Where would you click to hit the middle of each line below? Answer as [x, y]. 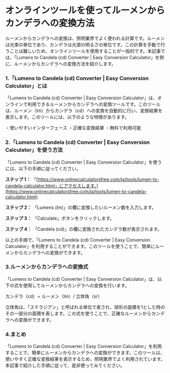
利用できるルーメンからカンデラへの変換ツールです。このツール [94, 104]
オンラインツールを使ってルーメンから [85, 10]
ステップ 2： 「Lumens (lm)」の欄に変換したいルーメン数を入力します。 [81, 207]
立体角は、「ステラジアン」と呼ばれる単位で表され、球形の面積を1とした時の [85, 307]
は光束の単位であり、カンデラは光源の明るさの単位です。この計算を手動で [83, 44]
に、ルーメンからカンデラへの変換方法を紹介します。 [61, 64]
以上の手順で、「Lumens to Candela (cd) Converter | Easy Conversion [78, 239]
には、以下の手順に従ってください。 [43, 168]
